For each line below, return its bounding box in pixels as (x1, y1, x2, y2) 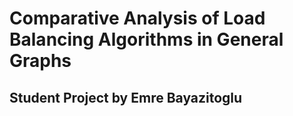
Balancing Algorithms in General (9, 28, 284, 51)
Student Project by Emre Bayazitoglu (9, 89, 243, 106)
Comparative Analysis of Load (9, 7, 266, 30)
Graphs (9, 50, 72, 72)
